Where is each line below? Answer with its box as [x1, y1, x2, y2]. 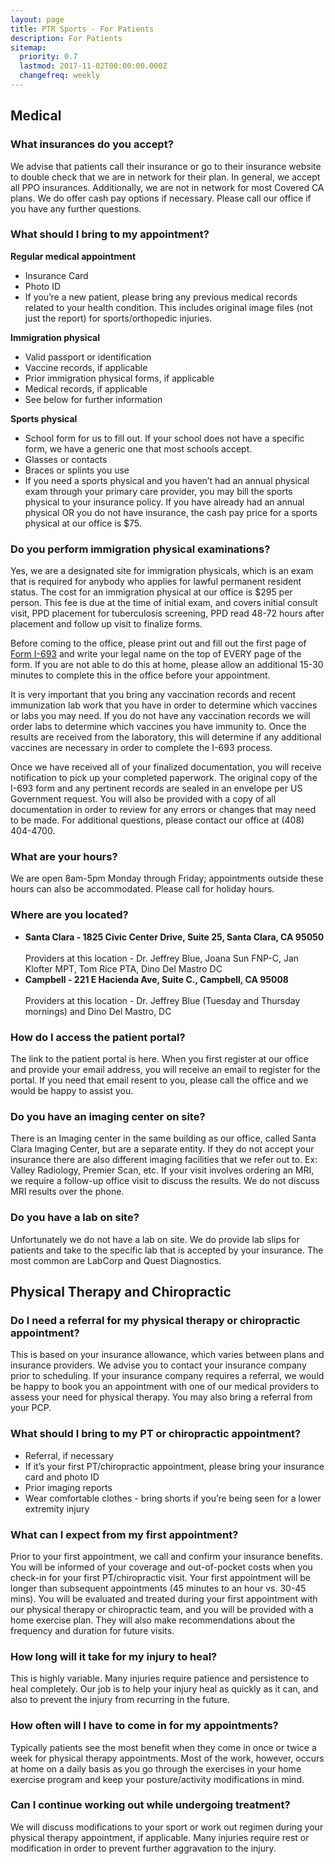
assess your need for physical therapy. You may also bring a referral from [10, 1391, 313, 1403]
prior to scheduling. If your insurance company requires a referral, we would [10, 1370, 325, 1382]
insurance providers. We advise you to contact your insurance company [10, 1359, 307, 1371]
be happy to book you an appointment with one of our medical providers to [10, 1381, 320, 1393]
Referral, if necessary [24, 1449, 114, 1461]
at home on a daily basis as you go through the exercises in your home [10, 1762, 302, 1775]
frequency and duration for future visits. [10, 1624, 175, 1636]
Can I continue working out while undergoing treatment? [10, 1798, 291, 1812]
